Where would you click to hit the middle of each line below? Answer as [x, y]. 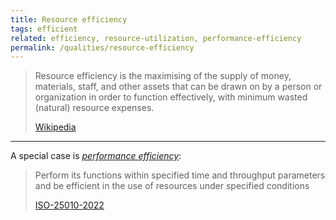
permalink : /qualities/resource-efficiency [102, 47]
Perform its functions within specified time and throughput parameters [180, 175]
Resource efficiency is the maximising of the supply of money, [163, 76]
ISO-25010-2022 [69, 205]
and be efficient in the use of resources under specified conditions [172, 186]
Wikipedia [55, 127]
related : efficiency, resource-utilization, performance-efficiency [156, 38]
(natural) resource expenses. [94, 108]
